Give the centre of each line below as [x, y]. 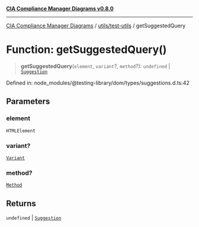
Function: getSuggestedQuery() [86, 50]
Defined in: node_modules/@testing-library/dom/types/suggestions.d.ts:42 [98, 83]
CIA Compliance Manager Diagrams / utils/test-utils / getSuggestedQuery [96, 26]
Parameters [28, 101]
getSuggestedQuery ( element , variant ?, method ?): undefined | [95, 66]
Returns [21, 204]
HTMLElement [21, 131]
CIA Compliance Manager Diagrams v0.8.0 [60, 9]
